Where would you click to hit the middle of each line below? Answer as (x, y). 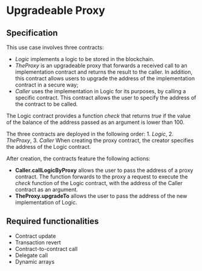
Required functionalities (53, 221)
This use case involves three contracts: (55, 47)
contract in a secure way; (47, 85)
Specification (32, 33)
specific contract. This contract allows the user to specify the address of (106, 98)
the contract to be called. (46, 104)
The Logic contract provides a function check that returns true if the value (99, 116)
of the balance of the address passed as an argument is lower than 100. (96, 122)
